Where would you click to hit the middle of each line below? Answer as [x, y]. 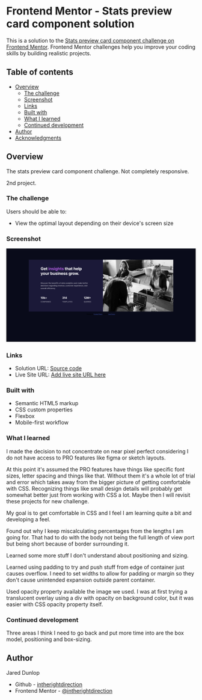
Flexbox [25, 416]
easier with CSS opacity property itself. [55, 604]
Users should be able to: [37, 211]
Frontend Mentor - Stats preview [89, 11]
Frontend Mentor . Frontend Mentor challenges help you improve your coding [101, 47]
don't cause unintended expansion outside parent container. [81, 580]
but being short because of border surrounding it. [68, 544]
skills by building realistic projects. [49, 53]
